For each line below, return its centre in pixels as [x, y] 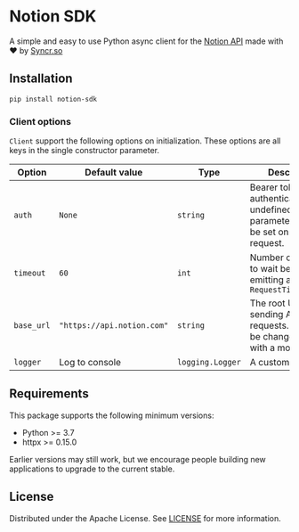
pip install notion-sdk [53, 99]
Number [267, 258]
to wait [264, 269]
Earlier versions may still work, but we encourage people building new [138, 459]
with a [263, 348]
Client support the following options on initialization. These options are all [145, 141]
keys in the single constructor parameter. [85, 151]
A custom [270, 363]
